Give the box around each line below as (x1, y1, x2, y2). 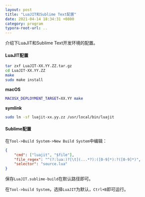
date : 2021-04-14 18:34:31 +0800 (5, 16, 74, 21)
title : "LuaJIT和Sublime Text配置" (5, 12, 76, 17)
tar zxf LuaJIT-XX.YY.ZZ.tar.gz (5, 64, 72, 68)
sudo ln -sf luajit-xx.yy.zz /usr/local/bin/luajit (5, 115, 114, 120)
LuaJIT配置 (5, 52, 29, 58)
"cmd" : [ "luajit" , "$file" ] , (14, 152, 74, 157)
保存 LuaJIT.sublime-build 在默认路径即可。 (5, 176, 93, 182)
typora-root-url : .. (5, 26, 48, 31)
